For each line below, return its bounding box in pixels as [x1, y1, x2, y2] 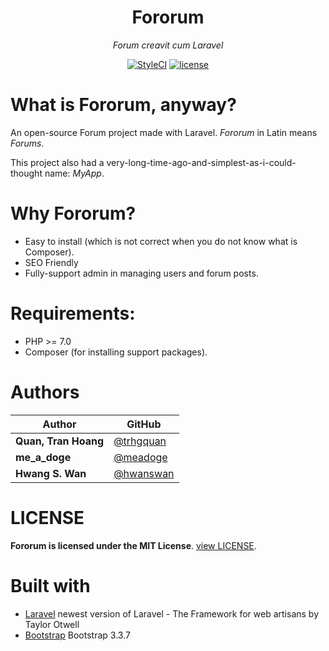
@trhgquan [113, 434, 167, 448]
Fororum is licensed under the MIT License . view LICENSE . [10, 539, 257, 551]
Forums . [10, 137, 45, 149]
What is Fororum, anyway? [10, 94, 237, 116]
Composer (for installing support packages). [24, 346, 208, 358]
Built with [10, 574, 91, 597]
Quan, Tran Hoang [15, 434, 105, 448]
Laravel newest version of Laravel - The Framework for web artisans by [24, 607, 320, 620]
